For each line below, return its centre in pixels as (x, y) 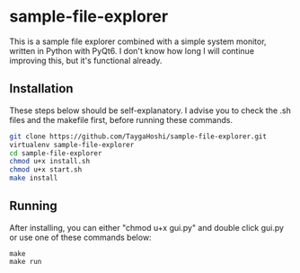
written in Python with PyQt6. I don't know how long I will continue (132, 50)
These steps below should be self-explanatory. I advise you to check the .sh (150, 110)
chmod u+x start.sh (46, 170)
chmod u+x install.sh (50, 162)
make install (34, 178)
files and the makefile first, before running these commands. (121, 119)
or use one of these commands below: (80, 237)
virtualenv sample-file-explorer (72, 145)
